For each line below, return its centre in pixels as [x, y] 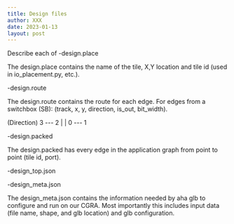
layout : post [26, 33]
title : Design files [37, 14]
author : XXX [25, 20]
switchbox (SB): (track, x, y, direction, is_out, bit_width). [88, 109]
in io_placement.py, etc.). [43, 74]
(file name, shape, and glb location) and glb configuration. [91, 213]
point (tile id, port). [34, 157]
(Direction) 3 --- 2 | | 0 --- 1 [47, 123]
